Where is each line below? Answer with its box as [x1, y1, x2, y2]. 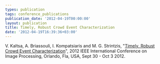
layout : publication [5, 20, 47, 26]
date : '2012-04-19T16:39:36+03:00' [5, 30, 78, 34]
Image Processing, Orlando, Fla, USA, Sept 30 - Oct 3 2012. [5, 53, 126, 59]
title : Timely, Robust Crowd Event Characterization [5, 25, 115, 30]
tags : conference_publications [5, 12, 69, 16]
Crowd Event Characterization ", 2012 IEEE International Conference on [5, 48, 147, 54]
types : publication [5, 7, 45, 12]
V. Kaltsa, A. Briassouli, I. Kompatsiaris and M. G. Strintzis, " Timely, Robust [5, 43, 155, 48]
